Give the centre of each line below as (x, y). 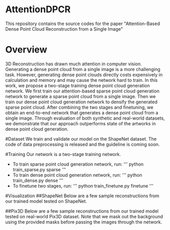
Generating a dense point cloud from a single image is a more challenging (83, 69)
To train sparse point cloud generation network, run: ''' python (78, 164)
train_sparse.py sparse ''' (39, 169)
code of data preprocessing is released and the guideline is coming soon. (82, 144)
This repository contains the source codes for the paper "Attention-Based (83, 24)
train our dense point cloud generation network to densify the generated (81, 102)
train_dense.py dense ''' (38, 180)
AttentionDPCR (38, 9)
